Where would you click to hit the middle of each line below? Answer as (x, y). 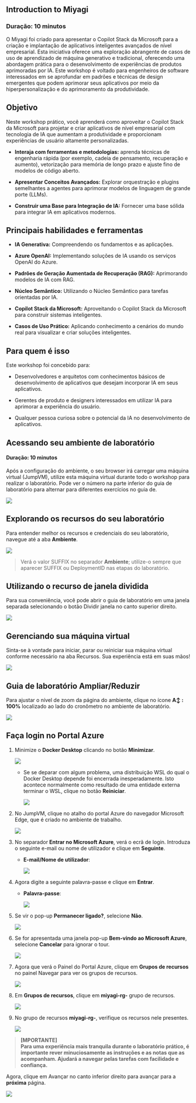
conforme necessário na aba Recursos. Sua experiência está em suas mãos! (98, 656)
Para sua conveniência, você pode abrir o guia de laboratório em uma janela (98, 601)
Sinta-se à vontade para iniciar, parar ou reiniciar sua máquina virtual (89, 650)
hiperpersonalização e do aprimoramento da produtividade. (78, 89)
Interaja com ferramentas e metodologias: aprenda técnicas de (92, 151)
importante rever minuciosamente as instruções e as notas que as (102, 1053)
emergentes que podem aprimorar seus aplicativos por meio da (83, 83)
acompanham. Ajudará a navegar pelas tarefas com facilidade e (99, 1058)
